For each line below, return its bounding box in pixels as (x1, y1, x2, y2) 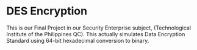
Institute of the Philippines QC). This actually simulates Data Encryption (6, 30, 185, 37)
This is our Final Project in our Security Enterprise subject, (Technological (6, 24, 191, 31)
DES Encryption (6, 4, 87, 18)
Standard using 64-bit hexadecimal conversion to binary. (6, 37, 149, 44)
